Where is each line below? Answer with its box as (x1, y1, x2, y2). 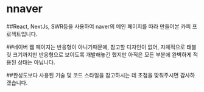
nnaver (6, 2, 43, 16)
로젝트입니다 (6, 30, 37, 38)
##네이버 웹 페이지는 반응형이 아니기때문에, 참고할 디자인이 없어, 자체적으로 (6, 43, 186, 51)
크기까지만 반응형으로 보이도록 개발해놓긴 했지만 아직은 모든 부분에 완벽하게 (12, 51, 192, 58)
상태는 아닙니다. (17, 58, 55, 66)
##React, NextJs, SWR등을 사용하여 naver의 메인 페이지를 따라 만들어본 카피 (6, 23, 191, 30)
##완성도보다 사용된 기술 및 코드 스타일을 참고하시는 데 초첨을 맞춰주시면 (6, 71, 179, 79)
